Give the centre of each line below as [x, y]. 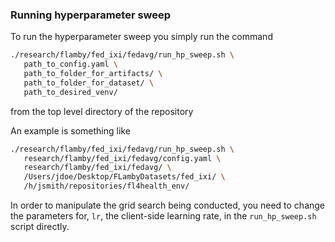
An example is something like [70, 130]
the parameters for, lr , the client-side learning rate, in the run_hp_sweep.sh [163, 216]
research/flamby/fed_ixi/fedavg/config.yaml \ [122, 158]
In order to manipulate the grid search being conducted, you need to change [168, 205]
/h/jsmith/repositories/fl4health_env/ [106, 186]
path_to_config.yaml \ [70, 64]
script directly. [40, 227]
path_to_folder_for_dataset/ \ [89, 83]
